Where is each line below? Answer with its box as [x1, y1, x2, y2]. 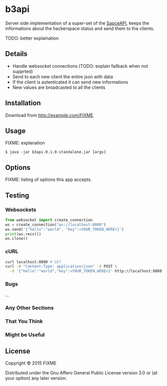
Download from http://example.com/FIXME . [5, 112, 95, 118]
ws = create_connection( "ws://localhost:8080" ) [5, 222, 106, 227]
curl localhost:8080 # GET [5, 259, 61, 264]
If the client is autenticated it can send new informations [12, 79, 128, 85]
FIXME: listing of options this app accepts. [5, 176, 92, 182]
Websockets [5, 206, 36, 213]
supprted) [12, 68, 33, 74]
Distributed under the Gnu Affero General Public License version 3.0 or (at [5, 370, 157, 376]
